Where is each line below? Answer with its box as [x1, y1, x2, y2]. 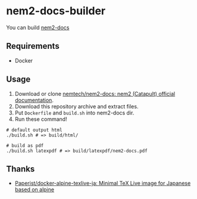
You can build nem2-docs [6, 24, 70, 31]
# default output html [6, 127, 62, 133]
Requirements [6, 41, 60, 51]
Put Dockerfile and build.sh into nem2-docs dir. [14, 109, 135, 116]
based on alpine [14, 186, 55, 193]
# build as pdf [6, 142, 44, 148]
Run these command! [14, 115, 67, 123]
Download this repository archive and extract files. [14, 102, 139, 110]
